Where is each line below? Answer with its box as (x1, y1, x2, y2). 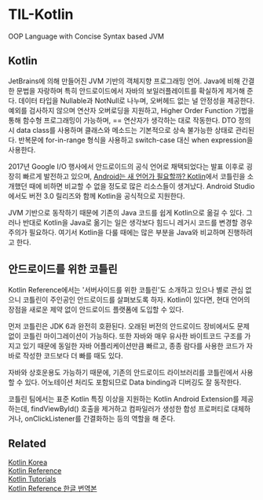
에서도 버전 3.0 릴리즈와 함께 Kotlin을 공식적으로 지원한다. (8, 191, 185, 200)
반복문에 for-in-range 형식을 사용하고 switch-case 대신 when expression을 (18, 135, 254, 145)
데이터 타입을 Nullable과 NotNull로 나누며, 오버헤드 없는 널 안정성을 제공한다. (18, 96, 255, 105)
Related (8, 436, 47, 450)
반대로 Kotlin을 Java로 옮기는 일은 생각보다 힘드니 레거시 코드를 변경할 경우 (22, 218, 253, 227)
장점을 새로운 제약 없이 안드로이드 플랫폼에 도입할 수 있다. (8, 304, 184, 314)
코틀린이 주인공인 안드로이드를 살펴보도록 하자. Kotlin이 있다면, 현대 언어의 (22, 295, 250, 304)
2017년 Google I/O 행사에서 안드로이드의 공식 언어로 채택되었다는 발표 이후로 (8, 161, 245, 171)
